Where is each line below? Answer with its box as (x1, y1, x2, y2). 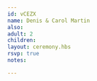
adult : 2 (7, 30, 33, 38)
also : (7, 23, 23, 31)
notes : (7, 57, 27, 64)
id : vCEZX (7, 10, 37, 18)
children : (7, 37, 37, 44)
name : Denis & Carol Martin (7, 17, 91, 24)
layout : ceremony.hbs (7, 43, 72, 50)
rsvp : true (7, 50, 40, 58)
